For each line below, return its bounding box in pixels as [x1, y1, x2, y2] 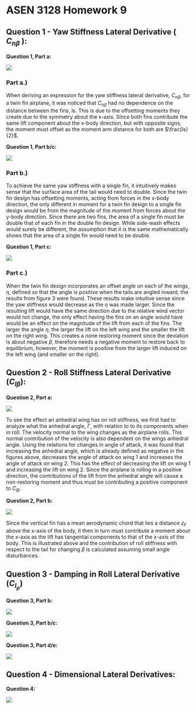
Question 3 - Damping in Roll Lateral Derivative [6, 569, 180, 579]
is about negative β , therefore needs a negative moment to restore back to [6, 338, 185, 345]
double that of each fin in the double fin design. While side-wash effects [6, 220, 180, 227]
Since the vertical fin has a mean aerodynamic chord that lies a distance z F [6, 519, 187, 528]
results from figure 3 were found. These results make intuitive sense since [6, 294, 185, 302]
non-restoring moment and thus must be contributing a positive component [6, 478, 188, 485]
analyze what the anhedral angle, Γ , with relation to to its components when [6, 422, 188, 429]
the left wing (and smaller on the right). [6, 351, 100, 358]
